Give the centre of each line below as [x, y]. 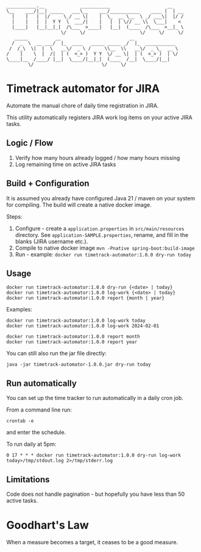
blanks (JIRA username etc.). [51, 241]
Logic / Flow [30, 143]
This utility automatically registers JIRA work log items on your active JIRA [100, 117]
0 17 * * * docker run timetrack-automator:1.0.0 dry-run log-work [94, 456]
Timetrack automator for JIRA [83, 89]
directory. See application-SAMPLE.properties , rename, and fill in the [102, 234]
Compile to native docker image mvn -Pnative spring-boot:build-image [105, 248]
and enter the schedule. [36, 432]
